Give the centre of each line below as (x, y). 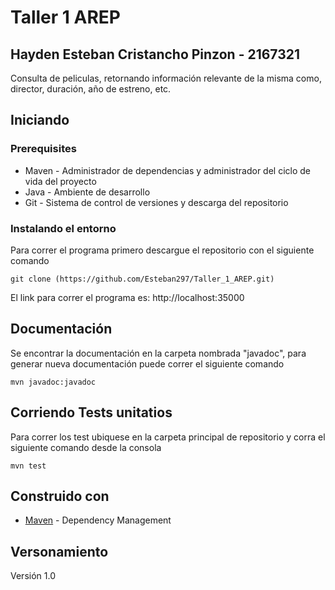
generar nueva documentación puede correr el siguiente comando (147, 363)
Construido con (60, 496)
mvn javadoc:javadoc (53, 382)
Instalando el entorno (63, 228)
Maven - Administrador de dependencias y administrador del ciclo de (167, 170)
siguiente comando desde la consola (86, 447)
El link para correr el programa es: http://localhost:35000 (127, 297)
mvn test (28, 466)
